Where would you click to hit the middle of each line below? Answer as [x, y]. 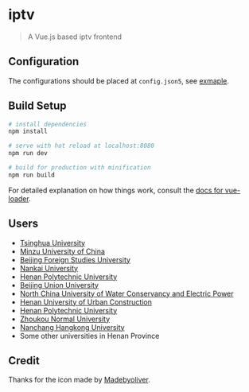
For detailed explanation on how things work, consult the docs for [116, 190]
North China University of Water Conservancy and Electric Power [126, 293]
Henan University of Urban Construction [86, 302]
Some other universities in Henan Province [89, 336]
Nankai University [49, 268]
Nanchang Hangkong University [72, 327]
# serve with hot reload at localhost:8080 [82, 146]
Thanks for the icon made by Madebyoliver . [80, 380]
